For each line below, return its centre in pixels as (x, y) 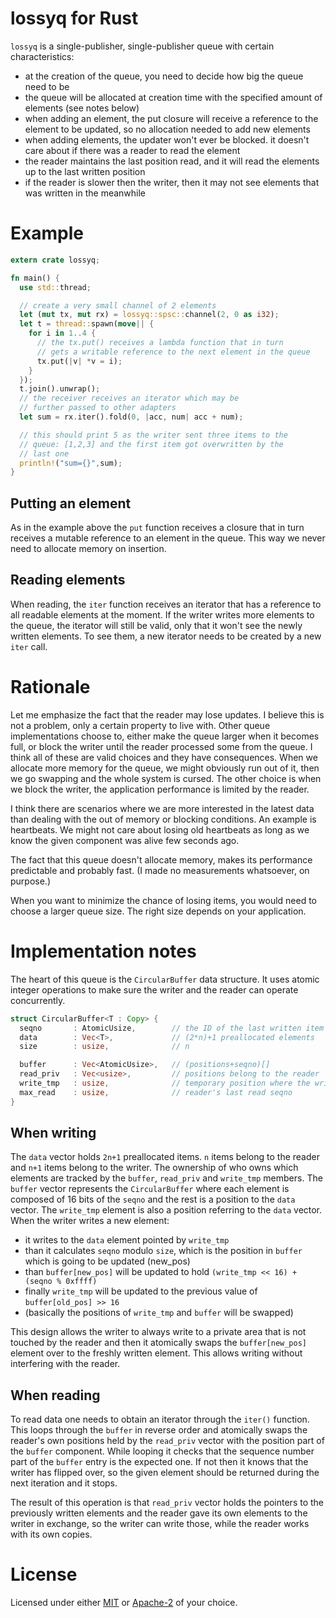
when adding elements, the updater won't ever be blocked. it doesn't (167, 139)
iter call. (29, 646)
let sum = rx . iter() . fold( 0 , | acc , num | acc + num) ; (131, 417)
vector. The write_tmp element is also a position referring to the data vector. (166, 1210)
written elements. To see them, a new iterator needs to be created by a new (166, 636)
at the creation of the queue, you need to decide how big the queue (164, 76)
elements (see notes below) (82, 108)
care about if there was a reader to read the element (132, 150)
